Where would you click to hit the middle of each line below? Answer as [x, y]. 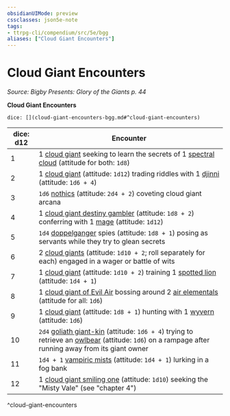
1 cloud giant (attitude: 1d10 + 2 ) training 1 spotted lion [128, 273]
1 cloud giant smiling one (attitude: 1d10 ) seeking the [124, 380]
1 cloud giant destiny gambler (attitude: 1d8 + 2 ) [117, 213]
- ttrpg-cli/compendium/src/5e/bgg [58, 33]
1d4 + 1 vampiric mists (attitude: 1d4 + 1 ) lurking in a [124, 360]
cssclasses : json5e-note [42, 20]
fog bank [53, 369]
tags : [15, 26]
